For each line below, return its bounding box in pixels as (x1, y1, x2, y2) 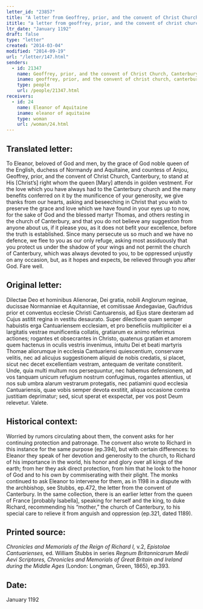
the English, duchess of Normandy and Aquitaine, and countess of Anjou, (6, 166, 189, 173)
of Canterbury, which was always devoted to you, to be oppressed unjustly (6, 249, 193, 257)
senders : (6, 59, 28, 65)
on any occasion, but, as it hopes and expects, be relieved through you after (6, 256, 196, 263)
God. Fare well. (6, 262, 44, 270)
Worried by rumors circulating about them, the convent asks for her (6, 432, 174, 440)
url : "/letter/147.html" (6, 54, 69, 60)
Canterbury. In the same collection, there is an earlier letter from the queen (6, 490, 193, 498)
